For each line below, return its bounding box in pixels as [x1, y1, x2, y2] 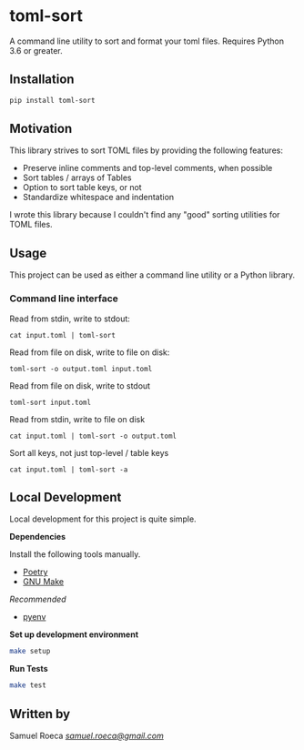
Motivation [9, 121, 73, 137]
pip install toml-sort [9, 96, 96, 105]
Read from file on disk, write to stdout [9, 380, 151, 391]
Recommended [9, 593, 66, 605]
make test [9, 681, 47, 690]
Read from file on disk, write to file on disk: [9, 347, 170, 358]
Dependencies [9, 532, 66, 542]
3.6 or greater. [9, 45, 64, 56]
